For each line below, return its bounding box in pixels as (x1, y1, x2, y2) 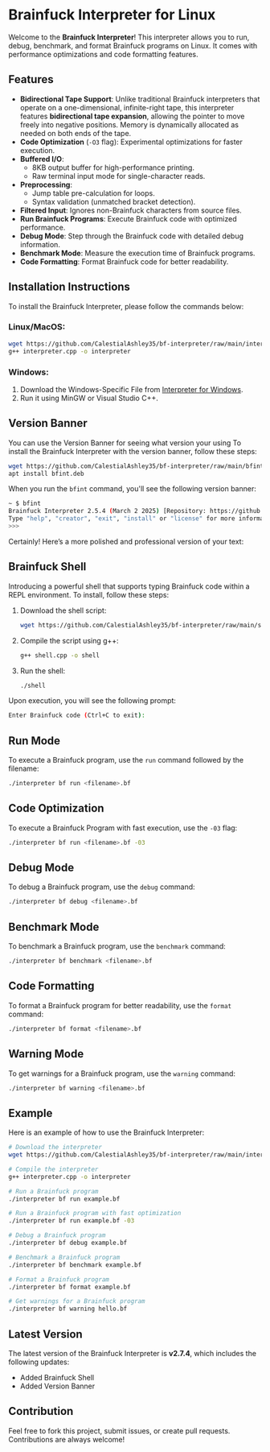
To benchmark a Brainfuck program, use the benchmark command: (8, 941, 227, 951)
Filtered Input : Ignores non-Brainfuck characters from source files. (19, 205, 243, 215)
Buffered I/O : (19, 154, 64, 163)
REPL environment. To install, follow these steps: (8, 589, 170, 599)
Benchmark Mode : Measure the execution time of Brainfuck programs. (19, 248, 256, 258)
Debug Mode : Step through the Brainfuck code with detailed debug (19, 231, 243, 241)
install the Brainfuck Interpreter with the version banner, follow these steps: (8, 446, 257, 456)
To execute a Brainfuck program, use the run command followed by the (8, 755, 244, 765)
